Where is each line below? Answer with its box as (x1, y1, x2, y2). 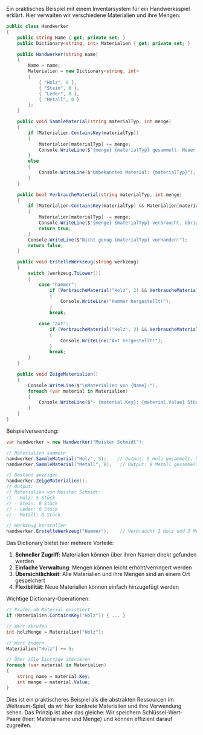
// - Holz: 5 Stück (6, 495, 56, 501)
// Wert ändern (6, 640, 45, 646)
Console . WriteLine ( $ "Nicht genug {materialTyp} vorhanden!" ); (28, 237, 188, 243)
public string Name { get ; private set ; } (17, 35, 126, 41)
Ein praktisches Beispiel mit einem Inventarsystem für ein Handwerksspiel (6, 5, 190, 12)
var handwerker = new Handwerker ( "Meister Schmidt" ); (6, 439, 145, 445)
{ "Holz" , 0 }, (38, 79, 77, 86)
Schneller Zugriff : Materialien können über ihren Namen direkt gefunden (14, 551, 197, 558)
